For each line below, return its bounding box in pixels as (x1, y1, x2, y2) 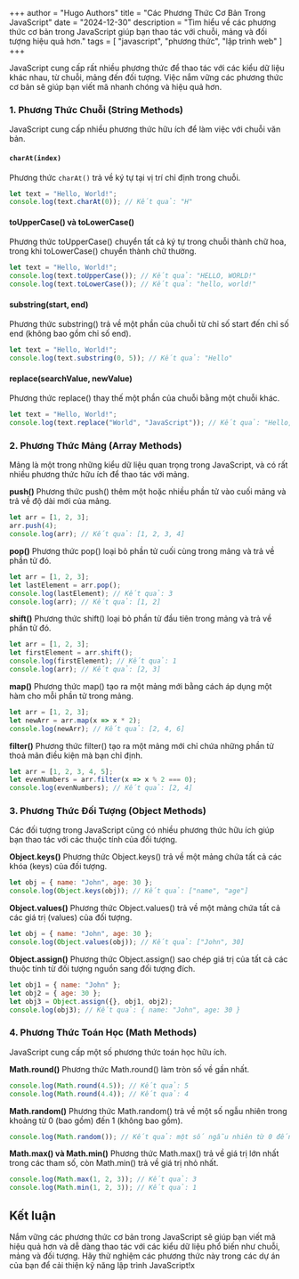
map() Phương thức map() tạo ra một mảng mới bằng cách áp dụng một (9, 680, 272, 691)
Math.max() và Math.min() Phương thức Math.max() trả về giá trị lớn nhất (9, 1148, 279, 1159)
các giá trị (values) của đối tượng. (9, 912, 133, 923)
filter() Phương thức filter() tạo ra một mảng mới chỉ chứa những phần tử (9, 740, 274, 751)
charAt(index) (9, 153, 62, 163)
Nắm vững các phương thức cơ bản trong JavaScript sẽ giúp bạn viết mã (9, 1231, 276, 1242)
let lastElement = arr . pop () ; (9, 581, 122, 590)
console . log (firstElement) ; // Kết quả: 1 (9, 656, 177, 666)
